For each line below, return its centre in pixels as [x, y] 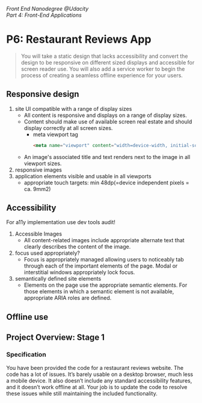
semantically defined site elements [58, 279]
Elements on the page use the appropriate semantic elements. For [106, 285]
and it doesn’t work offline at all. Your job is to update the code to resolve [97, 387]
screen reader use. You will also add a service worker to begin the [103, 69]
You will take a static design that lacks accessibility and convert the [104, 56]
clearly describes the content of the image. [77, 247]
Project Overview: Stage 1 [56, 338]
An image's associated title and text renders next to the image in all [107, 157]
